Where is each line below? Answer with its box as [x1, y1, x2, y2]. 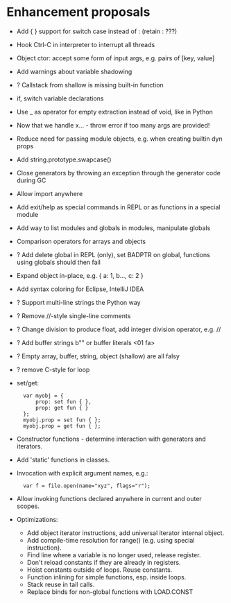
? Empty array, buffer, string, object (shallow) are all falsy [16, 351, 180, 360]
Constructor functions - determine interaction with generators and [16, 435, 206, 443]
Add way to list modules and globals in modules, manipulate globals [16, 223, 211, 232]
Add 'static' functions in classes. [16, 455, 110, 464]
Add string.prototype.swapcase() [16, 155, 112, 164]
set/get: [16, 378, 40, 387]
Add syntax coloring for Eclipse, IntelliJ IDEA [16, 285, 144, 293]
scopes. [16, 502, 40, 510]
